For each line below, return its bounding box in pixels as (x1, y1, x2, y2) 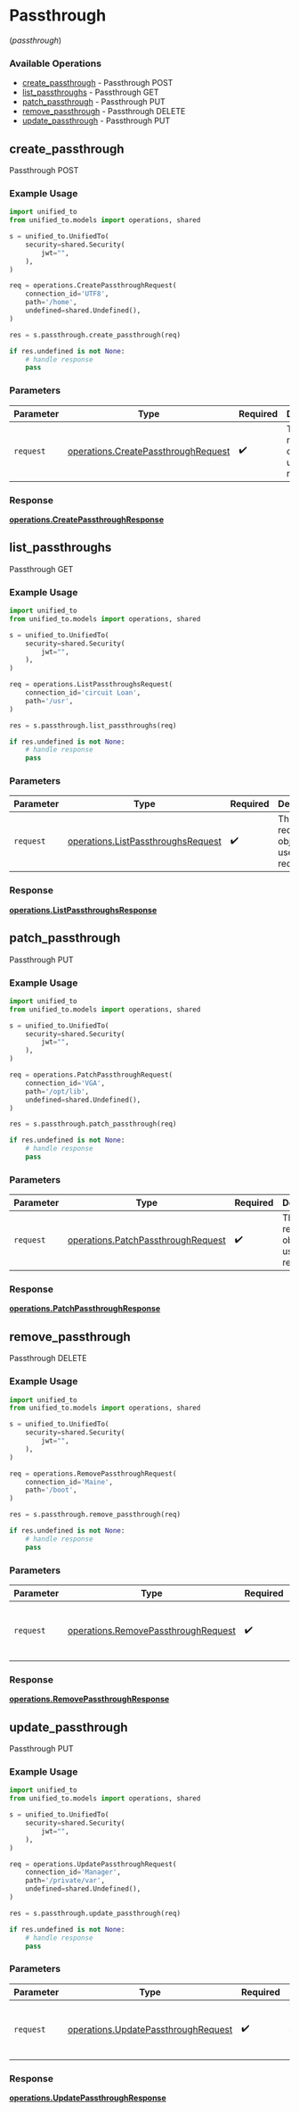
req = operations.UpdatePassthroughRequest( (9, 1859, 177, 1868)
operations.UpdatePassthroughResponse (9, 2092, 166, 2103)
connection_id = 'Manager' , (25, 1867, 122, 1877)
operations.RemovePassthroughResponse (9, 1693, 170, 1705)
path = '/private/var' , (25, 1876, 105, 1885)
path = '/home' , (25, 298, 77, 307)
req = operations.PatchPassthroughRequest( (9, 1070, 174, 1079)
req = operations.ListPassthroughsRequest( (9, 680, 174, 689)
